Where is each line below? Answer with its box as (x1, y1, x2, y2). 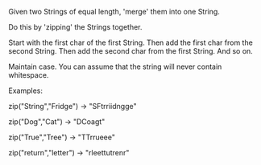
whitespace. (8, 70, 49, 79)
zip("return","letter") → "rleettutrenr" (8, 148, 130, 157)
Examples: (8, 86, 43, 95)
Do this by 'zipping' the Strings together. (8, 22, 143, 31)
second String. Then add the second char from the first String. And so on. (8, 46, 254, 55)
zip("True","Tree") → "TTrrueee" (8, 132, 115, 142)
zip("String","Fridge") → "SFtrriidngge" (8, 102, 137, 111)
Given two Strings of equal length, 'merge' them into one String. (8, 7, 220, 16)
